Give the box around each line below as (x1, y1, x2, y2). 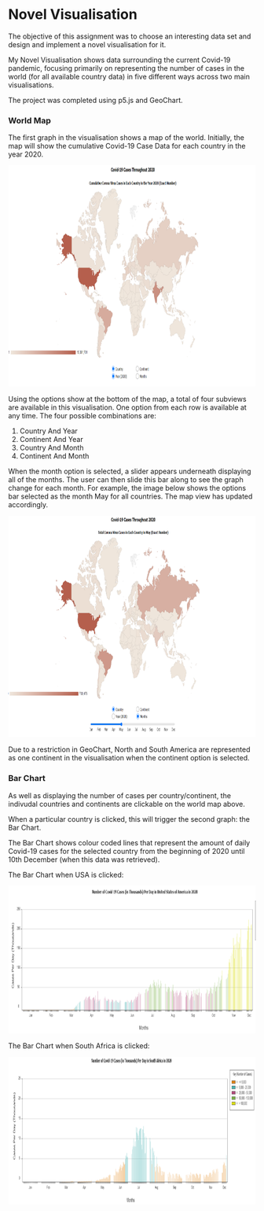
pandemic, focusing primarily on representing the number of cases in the (8, 63, 245, 72)
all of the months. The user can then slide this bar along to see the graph (8, 475, 244, 484)
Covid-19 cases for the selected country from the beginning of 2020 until (8, 846, 245, 856)
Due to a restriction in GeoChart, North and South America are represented (8, 745, 251, 754)
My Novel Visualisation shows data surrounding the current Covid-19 (8, 55, 231, 64)
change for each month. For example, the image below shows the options (8, 484, 246, 493)
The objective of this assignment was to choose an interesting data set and (8, 31, 251, 41)
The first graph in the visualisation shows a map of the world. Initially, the (8, 133, 245, 142)
